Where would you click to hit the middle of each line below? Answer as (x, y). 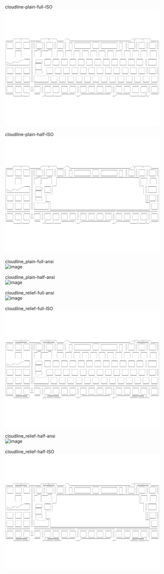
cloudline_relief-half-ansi (30, 436)
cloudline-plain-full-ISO (29, 7)
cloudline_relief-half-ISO (30, 452)
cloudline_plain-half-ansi (30, 277)
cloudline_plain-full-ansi (29, 261)
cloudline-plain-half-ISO (29, 134)
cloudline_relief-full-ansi (30, 293)
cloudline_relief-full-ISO (29, 308)
